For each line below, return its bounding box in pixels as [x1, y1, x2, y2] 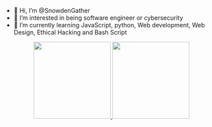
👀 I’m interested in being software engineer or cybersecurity [13, 14, 183, 22]
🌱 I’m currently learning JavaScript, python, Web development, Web [13, 21, 205, 29]
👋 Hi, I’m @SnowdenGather [13, 7, 90, 14]
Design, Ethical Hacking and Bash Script [13, 28, 127, 36]
